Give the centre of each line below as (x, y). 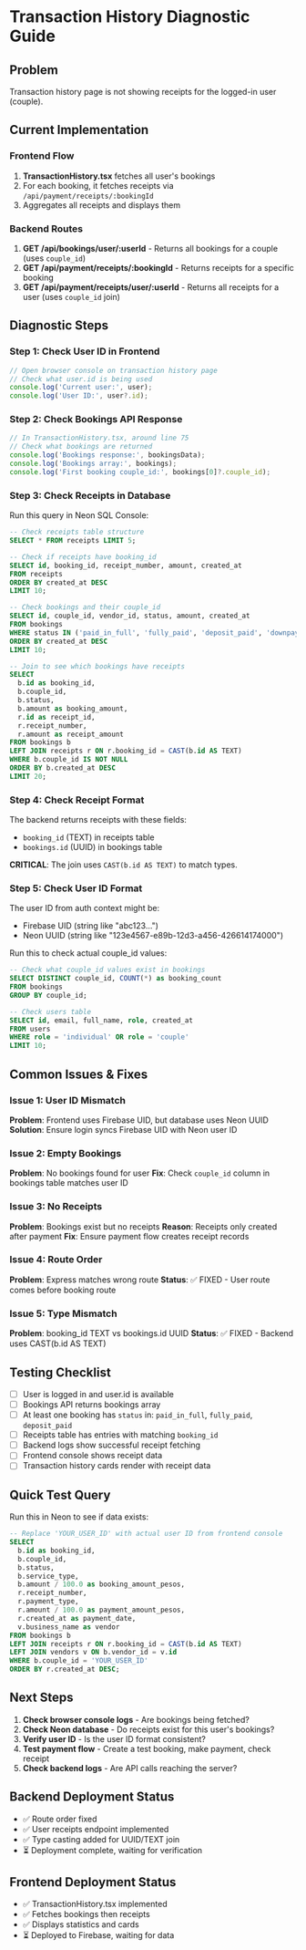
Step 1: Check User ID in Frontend (85, 351)
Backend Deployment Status (92, 1797)
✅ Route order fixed (60, 1819)
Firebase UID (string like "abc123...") (91, 926)
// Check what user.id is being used (81, 379)
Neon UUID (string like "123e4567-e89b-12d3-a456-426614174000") (153, 936)
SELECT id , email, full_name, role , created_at (102, 1020)
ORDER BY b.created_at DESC (63, 768)
